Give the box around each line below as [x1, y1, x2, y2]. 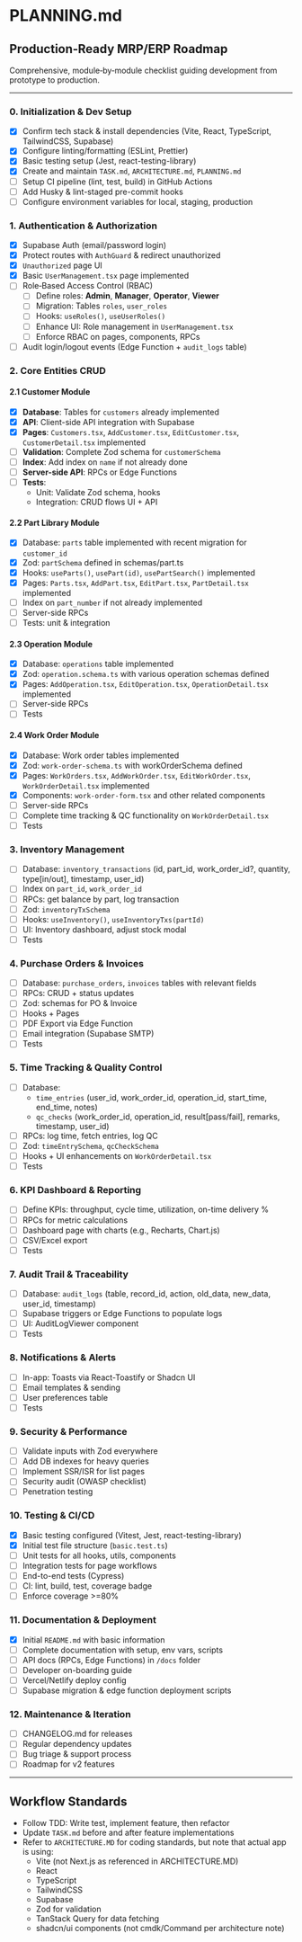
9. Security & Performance [9, 1425, 128, 1438]
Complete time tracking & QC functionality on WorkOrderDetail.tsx [22, 810, 270, 821]
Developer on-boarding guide [22, 1664, 133, 1675]
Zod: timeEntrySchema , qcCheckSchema [22, 1140, 159, 1151]
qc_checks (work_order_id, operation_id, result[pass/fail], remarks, [35, 1111, 280, 1122]
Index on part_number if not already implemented [22, 597, 203, 608]
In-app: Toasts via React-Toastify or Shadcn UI [22, 1372, 196, 1383]
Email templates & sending [22, 1382, 121, 1393]
